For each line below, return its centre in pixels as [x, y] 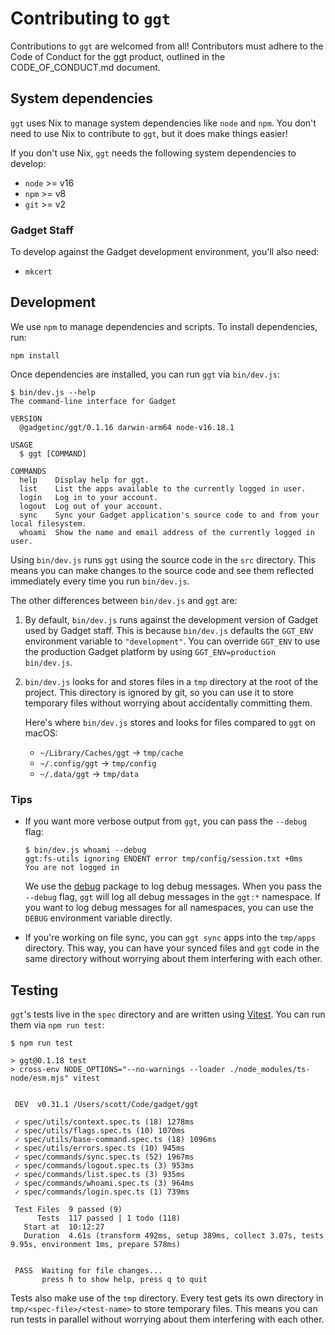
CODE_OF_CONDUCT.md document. [85, 67]
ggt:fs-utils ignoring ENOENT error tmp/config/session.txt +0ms [163, 859]
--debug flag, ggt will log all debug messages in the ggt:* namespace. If [172, 897]
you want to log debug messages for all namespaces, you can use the [169, 908]
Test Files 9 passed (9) [68, 1209]
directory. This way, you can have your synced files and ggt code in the [172, 948]
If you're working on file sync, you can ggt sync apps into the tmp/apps [170, 938]
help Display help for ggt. [84, 480]
